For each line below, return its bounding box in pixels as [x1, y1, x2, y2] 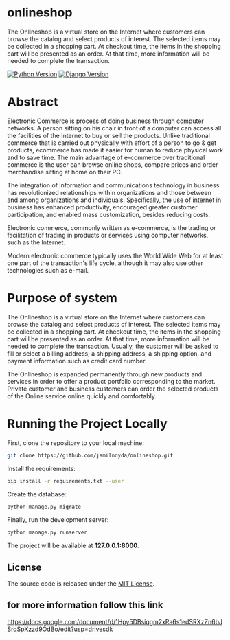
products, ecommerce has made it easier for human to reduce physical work [7, 146, 224, 154]
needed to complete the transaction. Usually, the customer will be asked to [7, 342, 219, 350]
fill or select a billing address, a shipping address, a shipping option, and [7, 349, 211, 358]
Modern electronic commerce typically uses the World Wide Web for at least [7, 251, 224, 260]
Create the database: [7, 490, 67, 499]
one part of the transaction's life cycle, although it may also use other [7, 259, 204, 267]
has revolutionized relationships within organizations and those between [7, 188, 211, 196]
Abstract [7, 94, 58, 110]
